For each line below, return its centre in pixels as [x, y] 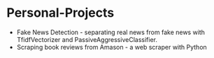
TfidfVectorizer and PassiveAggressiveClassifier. [87, 39]
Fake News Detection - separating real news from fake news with [111, 32]
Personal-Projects [60, 13]
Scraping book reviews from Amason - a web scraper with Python [112, 47]
